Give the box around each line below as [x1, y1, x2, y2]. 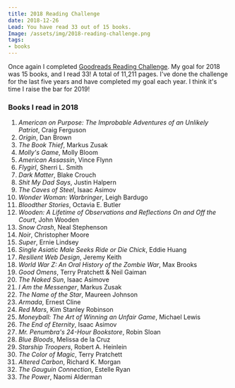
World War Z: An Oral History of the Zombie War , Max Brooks [18, 261, 198, 269]
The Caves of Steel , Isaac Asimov [18, 186, 116, 194]
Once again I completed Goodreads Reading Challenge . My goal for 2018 [8, 63, 221, 70]
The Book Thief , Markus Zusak [18, 141, 109, 149]
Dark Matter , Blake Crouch [18, 170, 97, 180]
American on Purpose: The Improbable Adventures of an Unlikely [18, 118, 209, 127]
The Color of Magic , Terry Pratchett [18, 350, 123, 359]
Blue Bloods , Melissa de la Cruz [18, 335, 111, 344]
